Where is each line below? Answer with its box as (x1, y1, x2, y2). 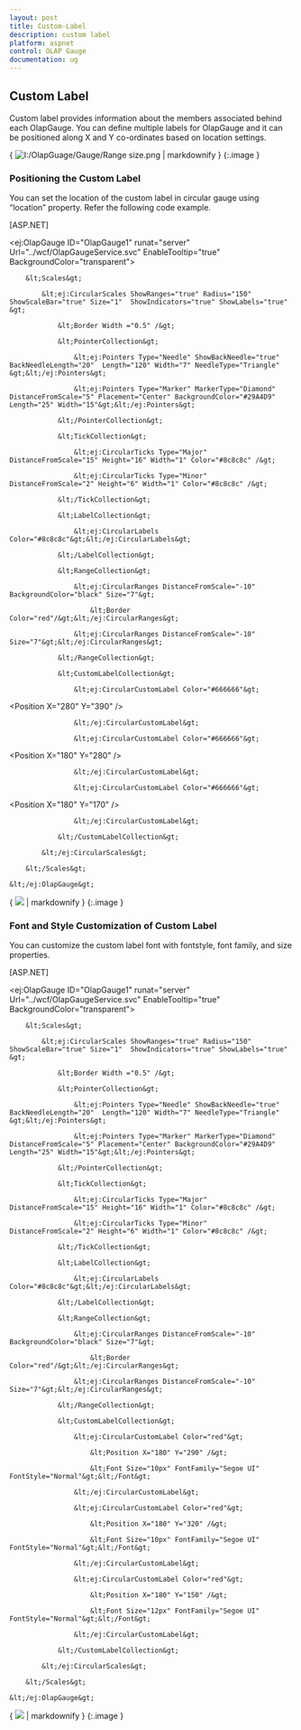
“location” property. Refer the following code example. (9, 202, 212, 213)
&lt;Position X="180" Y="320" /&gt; (89, 1519, 228, 1528)
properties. (9, 950, 50, 961)
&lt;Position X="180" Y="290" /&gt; (89, 1448, 228, 1458)
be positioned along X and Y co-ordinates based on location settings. (9, 132, 268, 143)
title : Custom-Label (9, 22, 87, 31)
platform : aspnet (9, 38, 75, 48)
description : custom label (9, 30, 111, 39)
